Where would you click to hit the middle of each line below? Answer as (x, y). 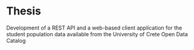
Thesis (24, 11)
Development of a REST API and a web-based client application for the (94, 28)
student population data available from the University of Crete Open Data (97, 34)
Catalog (16, 40)
